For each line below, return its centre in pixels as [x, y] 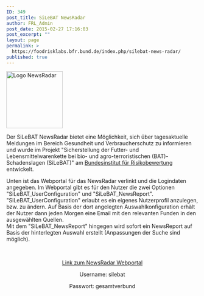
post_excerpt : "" [28, 35]
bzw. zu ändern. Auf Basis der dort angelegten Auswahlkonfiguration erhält [101, 207]
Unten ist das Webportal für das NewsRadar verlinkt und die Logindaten [97, 181]
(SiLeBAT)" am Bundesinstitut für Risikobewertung [110, 162]
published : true [27, 57]
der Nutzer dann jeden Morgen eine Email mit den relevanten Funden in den [101, 213]
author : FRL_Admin [30, 23]
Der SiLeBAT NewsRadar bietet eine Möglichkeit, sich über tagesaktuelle [97, 137]
